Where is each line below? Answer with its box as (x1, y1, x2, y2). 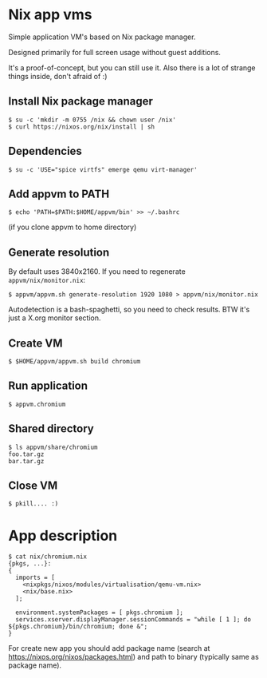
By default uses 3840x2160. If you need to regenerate (8, 267, 186, 276)
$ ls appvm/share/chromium (8, 443, 98, 451)
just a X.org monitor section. (8, 313, 101, 323)
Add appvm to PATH (8, 187, 110, 200)
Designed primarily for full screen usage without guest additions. (8, 47, 222, 57)
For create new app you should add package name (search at (8, 644, 210, 653)
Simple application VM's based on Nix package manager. (8, 32, 196, 42)
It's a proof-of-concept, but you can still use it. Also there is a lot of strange (8, 62, 257, 73)
